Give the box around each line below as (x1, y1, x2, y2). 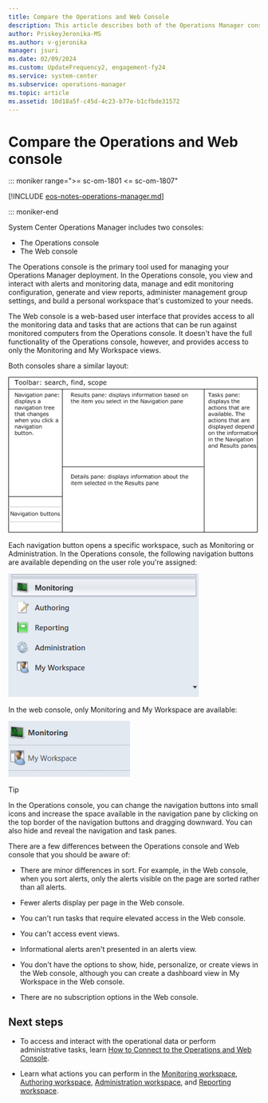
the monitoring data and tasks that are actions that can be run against (8, 320, 238, 330)
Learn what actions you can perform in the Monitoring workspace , (19, 1069, 238, 1079)
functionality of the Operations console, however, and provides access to (8, 337, 249, 347)
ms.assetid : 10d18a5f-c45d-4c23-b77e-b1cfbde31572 (8, 97, 180, 106)
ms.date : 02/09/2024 (8, 55, 77, 63)
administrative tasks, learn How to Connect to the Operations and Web (19, 1045, 252, 1055)
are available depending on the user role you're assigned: (8, 557, 198, 567)
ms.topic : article (8, 89, 69, 97)
